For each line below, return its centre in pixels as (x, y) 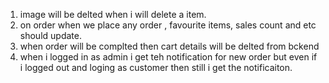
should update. (50, 35)
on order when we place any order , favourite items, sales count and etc (168, 25)
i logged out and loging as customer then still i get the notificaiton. (156, 67)
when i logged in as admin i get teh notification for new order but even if (168, 57)
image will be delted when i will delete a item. (113, 14)
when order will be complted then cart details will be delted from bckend (169, 46)
